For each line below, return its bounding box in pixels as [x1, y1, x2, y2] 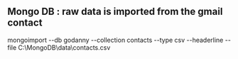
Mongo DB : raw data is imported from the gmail [7, 6, 223, 18]
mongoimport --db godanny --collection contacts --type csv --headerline [7, 36, 224, 44]
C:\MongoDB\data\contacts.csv [18, 43, 111, 52]
